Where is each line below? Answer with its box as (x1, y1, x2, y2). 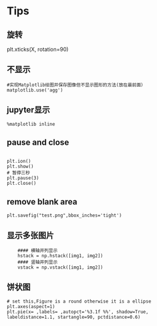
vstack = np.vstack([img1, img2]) (17, 264, 103, 270)
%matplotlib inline (7, 121, 56, 127)
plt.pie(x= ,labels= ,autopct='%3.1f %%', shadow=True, (7, 309, 149, 315)
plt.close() (7, 181, 36, 187)
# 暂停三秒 (7, 170, 30, 176)
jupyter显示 (7, 105, 50, 115)
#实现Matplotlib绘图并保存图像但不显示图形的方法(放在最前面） (7, 82, 146, 88)
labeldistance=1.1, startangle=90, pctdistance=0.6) (7, 314, 141, 320)
